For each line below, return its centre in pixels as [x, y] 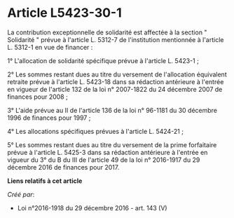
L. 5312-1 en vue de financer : [50, 47]
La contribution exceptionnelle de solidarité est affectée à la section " [107, 32]
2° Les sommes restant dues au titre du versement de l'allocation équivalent [117, 74]
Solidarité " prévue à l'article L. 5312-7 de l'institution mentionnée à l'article [116, 39]
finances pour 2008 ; [37, 97]
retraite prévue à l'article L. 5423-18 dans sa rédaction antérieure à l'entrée [116, 81]
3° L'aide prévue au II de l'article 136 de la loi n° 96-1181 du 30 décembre [112, 110]
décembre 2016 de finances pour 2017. [63, 167]
